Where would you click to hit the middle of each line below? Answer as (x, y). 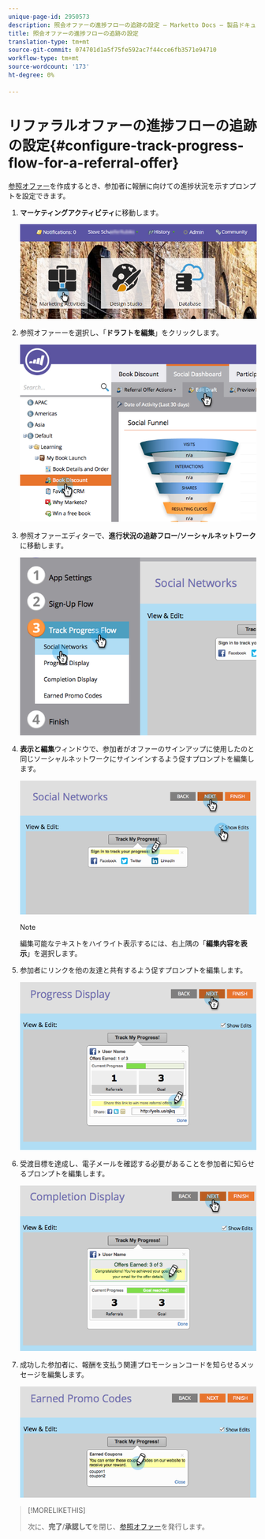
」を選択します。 (54, 953)
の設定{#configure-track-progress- (126, 145)
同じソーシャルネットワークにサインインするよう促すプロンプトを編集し (137, 758)
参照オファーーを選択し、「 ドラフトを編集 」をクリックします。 (121, 333)
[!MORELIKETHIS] (56, 1510)
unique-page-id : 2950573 (49, 17)
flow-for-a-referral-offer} (94, 163)
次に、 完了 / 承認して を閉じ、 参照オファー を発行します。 (118, 1526)
